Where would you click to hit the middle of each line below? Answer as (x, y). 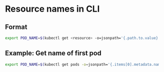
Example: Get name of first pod (53, 53)
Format (16, 27)
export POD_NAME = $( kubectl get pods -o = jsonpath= (57, 64)
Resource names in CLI (52, 9)
